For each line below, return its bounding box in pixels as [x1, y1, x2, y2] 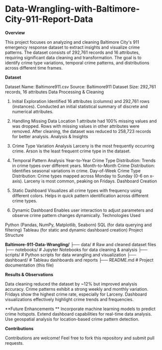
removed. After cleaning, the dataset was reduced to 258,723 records [12, 128, 151, 134]
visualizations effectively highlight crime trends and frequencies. [5, 296, 134, 302]
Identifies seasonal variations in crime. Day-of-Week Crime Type [12, 167, 141, 173]
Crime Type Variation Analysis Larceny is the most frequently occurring [12, 143, 155, 149]
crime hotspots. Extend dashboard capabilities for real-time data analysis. [5, 311, 152, 317]
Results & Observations [5, 271, 53, 277]
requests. [5, 340, 24, 346]
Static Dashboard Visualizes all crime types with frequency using [12, 187, 142, 193]
